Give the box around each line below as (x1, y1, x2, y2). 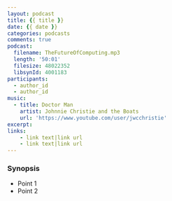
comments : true (7, 36, 52, 43)
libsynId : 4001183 (13, 69, 68, 76)
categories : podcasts (7, 29, 71, 37)
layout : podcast (7, 10, 55, 18)
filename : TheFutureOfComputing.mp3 (13, 50, 120, 57)
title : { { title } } (7, 17, 64, 24)
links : (7, 127, 27, 134)
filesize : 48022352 (13, 62, 71, 69)
